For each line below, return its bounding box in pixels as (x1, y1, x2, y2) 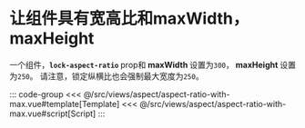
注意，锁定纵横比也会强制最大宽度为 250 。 (47, 70, 204, 82)
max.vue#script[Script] (9, 108, 97, 119)
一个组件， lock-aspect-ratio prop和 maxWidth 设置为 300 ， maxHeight (9, 59, 279, 70)
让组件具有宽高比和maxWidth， (9, 8, 249, 29)
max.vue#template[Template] (9, 98, 120, 109)
